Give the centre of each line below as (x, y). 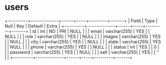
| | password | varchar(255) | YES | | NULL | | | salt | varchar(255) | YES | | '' (82, 52)
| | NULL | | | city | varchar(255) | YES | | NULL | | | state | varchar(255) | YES (83, 41)
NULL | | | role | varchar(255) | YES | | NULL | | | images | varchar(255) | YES (83, 36)
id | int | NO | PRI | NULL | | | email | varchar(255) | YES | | (91, 31)
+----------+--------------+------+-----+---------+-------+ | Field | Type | (81, 21)
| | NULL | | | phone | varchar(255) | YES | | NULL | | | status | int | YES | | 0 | (82, 47)
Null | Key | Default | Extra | (32, 26)
